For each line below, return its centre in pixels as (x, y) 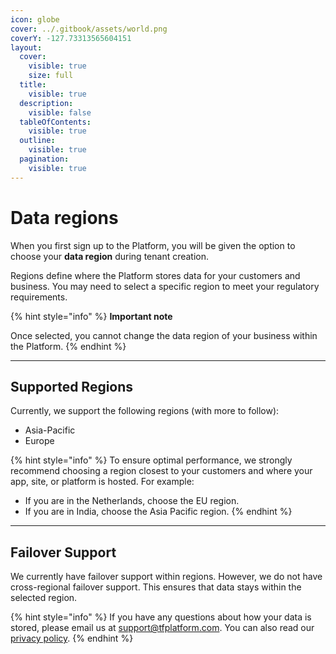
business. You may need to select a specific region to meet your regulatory (165, 286)
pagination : (44, 159)
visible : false (60, 112)
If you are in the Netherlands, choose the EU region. (132, 501)
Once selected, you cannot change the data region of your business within (164, 335)
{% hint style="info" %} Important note (91, 316)
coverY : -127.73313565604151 (71, 38)
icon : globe (35, 19)
